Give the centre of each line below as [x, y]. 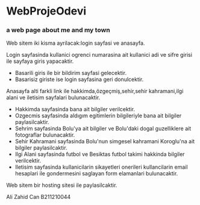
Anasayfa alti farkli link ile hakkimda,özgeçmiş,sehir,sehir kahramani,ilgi [95, 91]
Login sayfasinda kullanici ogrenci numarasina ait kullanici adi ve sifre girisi [99, 55]
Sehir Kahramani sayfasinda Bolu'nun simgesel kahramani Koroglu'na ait [105, 142]
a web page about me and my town [58, 30]
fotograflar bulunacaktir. [45, 135]
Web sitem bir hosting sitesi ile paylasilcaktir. [62, 185]
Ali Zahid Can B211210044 [39, 197]
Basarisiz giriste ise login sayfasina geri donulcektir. [79, 79]
